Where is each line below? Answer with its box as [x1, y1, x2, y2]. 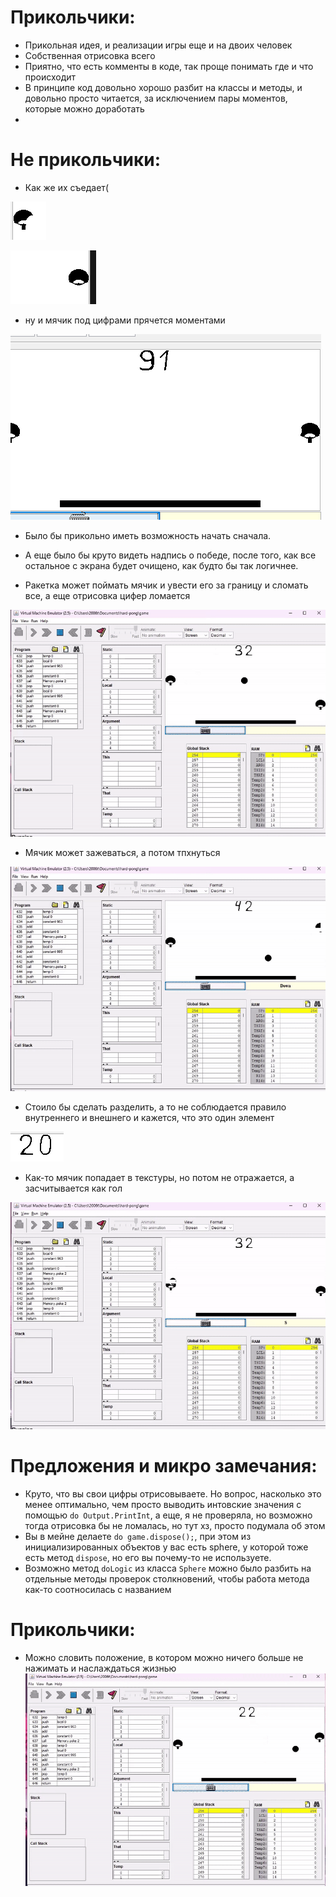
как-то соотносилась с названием [24, 1583, 172, 1595]
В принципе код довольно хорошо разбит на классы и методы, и [24, 81, 303, 93]
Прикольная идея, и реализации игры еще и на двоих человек [24, 39, 293, 51]
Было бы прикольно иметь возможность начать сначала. [24, 529, 272, 541]
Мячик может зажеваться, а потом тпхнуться [24, 846, 221, 858]
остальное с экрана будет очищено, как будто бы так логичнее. [24, 559, 299, 571]
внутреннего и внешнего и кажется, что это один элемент [24, 1111, 275, 1123]
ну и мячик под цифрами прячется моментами [24, 314, 226, 326]
